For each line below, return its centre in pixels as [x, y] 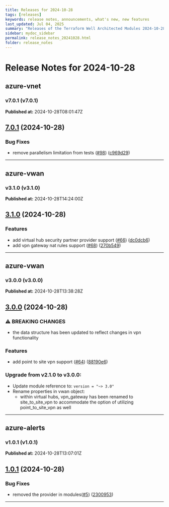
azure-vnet [23, 86]
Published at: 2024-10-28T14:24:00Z [44, 199]
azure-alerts [25, 428]
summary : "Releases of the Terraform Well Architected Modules [73, 29]
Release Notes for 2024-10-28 [70, 67]
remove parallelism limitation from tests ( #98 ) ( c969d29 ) [71, 153]
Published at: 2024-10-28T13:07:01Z [44, 453]
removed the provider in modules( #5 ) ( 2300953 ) [63, 494]
